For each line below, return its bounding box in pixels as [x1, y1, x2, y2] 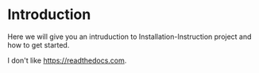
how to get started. [7, 40, 70, 49]
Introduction [7, 6, 91, 24]
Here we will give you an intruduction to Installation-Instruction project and [7, 32, 252, 41]
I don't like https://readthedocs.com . [7, 56, 127, 65]
